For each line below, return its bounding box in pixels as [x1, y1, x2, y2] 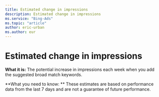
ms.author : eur [5, 30, 36, 34]
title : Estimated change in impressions [5, 7, 88, 12]
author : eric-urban [5, 25, 45, 30]
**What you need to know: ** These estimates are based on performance [5, 81, 154, 87]
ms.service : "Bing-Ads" [5, 16, 53, 21]
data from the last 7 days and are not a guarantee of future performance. [5, 86, 151, 92]
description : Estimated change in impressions [5, 12, 101, 16]
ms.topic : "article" [5, 20, 47, 26]
